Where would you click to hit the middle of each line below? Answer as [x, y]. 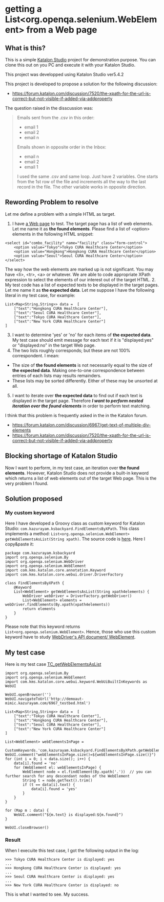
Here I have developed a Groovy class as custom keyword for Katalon [75, 524]
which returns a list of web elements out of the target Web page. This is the [81, 478]
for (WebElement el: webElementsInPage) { [58, 768]
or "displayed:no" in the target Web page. [54, 345]
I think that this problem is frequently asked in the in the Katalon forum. [76, 415]
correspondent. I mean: [36, 355]
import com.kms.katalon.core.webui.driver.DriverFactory [64, 575]
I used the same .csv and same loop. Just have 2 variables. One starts [87, 176]
